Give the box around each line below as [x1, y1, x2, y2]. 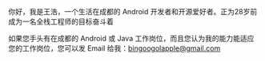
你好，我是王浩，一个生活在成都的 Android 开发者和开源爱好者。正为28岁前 [8, 7, 258, 16]
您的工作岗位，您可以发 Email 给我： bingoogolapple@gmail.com [8, 44, 221, 53]
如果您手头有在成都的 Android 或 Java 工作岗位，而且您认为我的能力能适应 [8, 34, 255, 43]
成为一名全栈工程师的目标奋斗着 [8, 17, 114, 26]
